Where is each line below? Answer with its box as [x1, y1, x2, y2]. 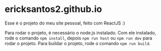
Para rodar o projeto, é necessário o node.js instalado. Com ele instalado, [5, 29, 156, 35]
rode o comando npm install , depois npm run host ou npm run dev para [5, 35, 152, 41]
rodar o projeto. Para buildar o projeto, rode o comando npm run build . [5, 40, 151, 46]
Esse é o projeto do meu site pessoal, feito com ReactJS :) [5, 20, 125, 26]
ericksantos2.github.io [5, 3, 102, 15]
